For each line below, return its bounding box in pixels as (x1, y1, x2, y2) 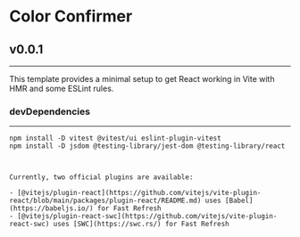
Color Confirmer (9, 6, 133, 27)
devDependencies (9, 105, 91, 118)
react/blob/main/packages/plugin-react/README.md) (9, 196, 202, 206)
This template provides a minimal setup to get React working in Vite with (9, 74, 275, 84)
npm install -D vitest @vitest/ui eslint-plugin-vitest (9, 134, 221, 143)
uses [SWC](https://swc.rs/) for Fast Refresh (53, 220, 229, 229)
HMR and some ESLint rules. (9, 83, 114, 94)
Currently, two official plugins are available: (9, 173, 194, 182)
